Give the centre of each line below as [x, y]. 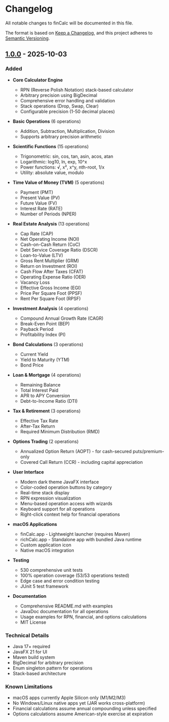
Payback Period [37, 329]
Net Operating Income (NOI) [50, 239]
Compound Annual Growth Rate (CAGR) [62, 318]
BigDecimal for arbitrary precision [48, 662]
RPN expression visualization [51, 498]
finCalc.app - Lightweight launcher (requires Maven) [75, 534]
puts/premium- [148, 451]
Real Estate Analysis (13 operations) [51, 224]
